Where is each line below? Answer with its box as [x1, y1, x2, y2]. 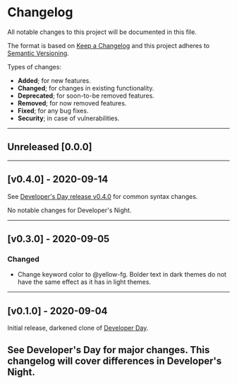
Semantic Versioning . [7, 49, 69, 57]
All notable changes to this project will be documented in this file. [7, 28, 197, 36]
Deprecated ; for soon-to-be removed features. [17, 91, 155, 100]
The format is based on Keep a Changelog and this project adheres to [7, 41, 210, 50]
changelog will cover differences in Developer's [7, 355, 222, 367]
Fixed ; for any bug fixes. [17, 106, 89, 115]
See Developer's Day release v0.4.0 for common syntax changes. [7, 192, 198, 200]
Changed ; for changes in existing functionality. [17, 84, 154, 92]
